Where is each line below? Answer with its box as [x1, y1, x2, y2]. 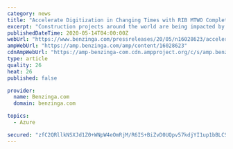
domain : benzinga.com [13, 100, 76, 107]
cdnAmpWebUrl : [7, 49, 49, 56]
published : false [7, 74, 58, 82]
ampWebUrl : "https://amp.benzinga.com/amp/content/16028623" [7, 42, 188, 49]
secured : [7, 131, 33, 139]
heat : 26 [7, 68, 33, 75]
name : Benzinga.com [13, 94, 70, 100]
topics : [7, 112, 30, 120]
